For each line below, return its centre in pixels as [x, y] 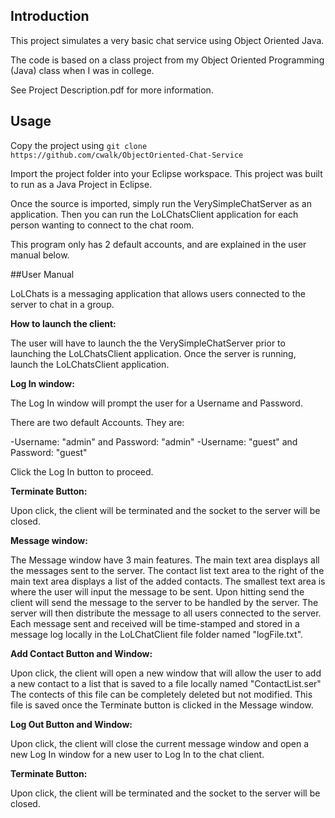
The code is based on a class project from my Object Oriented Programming [167, 60]
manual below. [40, 255]
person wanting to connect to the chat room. [102, 225]
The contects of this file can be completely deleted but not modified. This [161, 694]
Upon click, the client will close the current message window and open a [160, 743]
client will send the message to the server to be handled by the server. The [164, 602]
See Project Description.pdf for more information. [112, 90]
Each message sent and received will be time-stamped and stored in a [155, 623]
